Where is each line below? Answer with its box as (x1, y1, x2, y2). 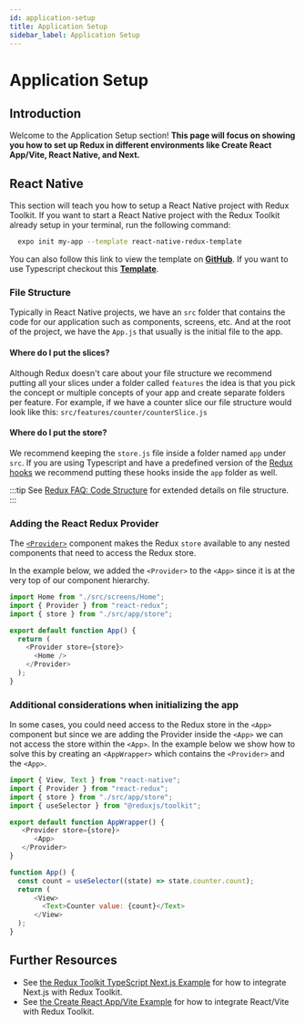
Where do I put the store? (9, 427, 107, 438)
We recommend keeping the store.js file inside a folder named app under (9, 447, 287, 458)
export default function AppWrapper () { (9, 818, 166, 827)
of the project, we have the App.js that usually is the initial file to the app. (9, 326, 283, 338)
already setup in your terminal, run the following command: (9, 220, 231, 231)
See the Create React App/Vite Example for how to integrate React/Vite (22, 996, 290, 1007)
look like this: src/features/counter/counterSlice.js (9, 406, 208, 417)
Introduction (9, 106, 82, 121)
